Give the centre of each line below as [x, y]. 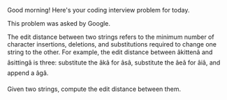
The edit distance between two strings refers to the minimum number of [111, 37]
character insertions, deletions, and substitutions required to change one [112, 44]
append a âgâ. [28, 73]
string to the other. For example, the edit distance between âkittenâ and [110, 52]
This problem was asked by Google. [59, 23]
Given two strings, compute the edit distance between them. [94, 89]
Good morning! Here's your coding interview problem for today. [98, 10]
